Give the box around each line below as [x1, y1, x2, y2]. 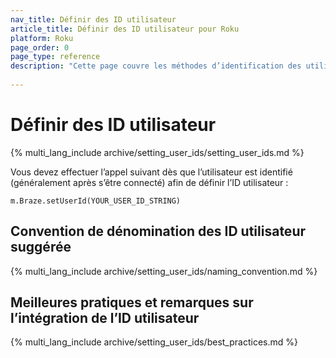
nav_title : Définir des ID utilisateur [10, 14, 177, 25]
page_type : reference [10, 52, 101, 62]
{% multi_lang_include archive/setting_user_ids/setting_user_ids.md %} [10, 146, 305, 158]
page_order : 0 [10, 42, 70, 53]
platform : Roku [10, 33, 74, 43]
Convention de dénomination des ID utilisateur [10, 223, 307, 240]
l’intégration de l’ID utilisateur [10, 310, 200, 327]
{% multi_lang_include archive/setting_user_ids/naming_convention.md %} [10, 265, 318, 277]
